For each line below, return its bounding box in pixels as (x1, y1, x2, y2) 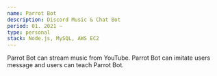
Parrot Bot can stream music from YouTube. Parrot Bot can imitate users (7, 54, 211, 62)
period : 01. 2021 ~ (7, 22, 63, 29)
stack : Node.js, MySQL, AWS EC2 (7, 35, 99, 42)
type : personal (7, 28, 51, 36)
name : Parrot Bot (7, 9, 57, 17)
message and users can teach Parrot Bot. (7, 61, 125, 69)
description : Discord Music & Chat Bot (7, 16, 121, 23)
